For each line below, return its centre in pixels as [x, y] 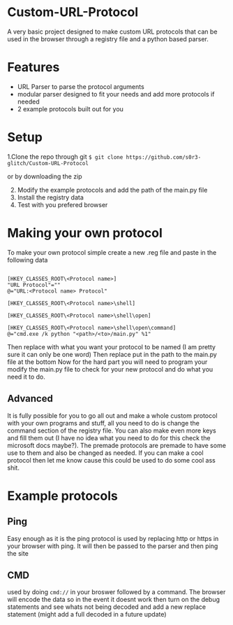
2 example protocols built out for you [70, 108]
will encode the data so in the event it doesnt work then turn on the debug [114, 600]
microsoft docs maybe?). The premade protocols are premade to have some [117, 445]
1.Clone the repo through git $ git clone [65, 156]
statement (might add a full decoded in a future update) [87, 615]
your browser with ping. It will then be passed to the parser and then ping [113, 546]
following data [28, 260]
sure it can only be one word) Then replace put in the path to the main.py [112, 354]
